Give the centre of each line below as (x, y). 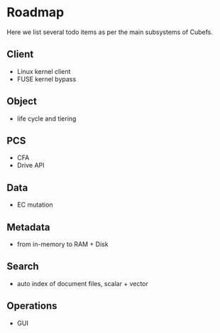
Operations (32, 306)
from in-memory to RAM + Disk (62, 244)
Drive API (31, 165)
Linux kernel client (44, 71)
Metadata (28, 227)
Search (23, 267)
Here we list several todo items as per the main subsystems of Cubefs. (110, 32)
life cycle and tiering (46, 119)
